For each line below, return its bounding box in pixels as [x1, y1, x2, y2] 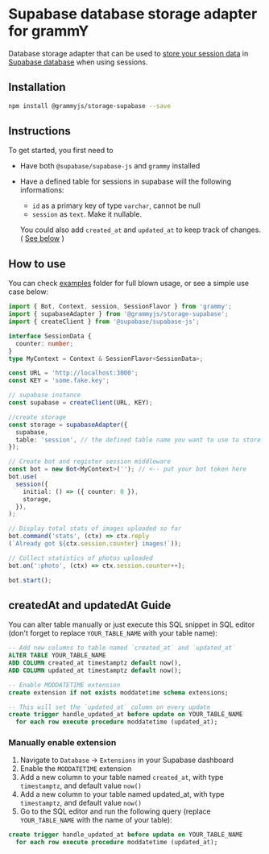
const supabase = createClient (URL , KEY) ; [8, 399, 153, 407]
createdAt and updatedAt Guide [8, 598, 172, 612]
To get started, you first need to [8, 146, 114, 155]
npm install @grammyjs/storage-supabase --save [8, 102, 172, 110]
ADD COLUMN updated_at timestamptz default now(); [8, 666, 182, 674]
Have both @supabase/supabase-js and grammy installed [19, 161, 201, 171]
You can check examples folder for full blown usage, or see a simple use [8, 279, 250, 288]
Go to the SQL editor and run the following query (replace [19, 806, 211, 816]
